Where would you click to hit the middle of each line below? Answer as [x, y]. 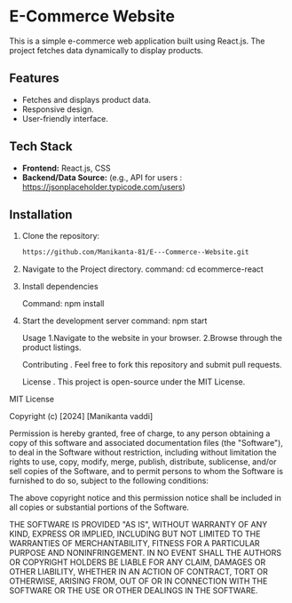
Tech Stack [41, 147]
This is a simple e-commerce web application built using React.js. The [137, 41]
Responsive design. [58, 109]
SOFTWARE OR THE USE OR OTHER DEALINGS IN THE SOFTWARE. [134, 591]
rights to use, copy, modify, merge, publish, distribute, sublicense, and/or [143, 462]
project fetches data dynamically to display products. [107, 50]
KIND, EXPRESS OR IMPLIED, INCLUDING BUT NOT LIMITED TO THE [135, 534]
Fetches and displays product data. [87, 99]
